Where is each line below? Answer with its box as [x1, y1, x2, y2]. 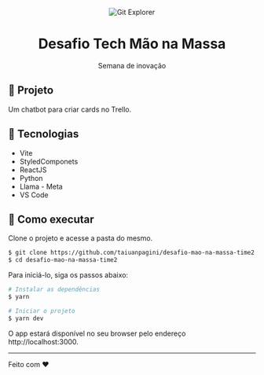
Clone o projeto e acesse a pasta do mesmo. [8, 233, 153, 243]
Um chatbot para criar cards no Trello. [8, 105, 132, 114]
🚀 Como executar [8, 212, 94, 226]
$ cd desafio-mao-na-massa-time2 [8, 256, 118, 264]
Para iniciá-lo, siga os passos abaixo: [8, 270, 128, 280]
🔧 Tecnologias [8, 127, 79, 141]
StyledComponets [19, 156, 79, 166]
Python [19, 173, 43, 182]
